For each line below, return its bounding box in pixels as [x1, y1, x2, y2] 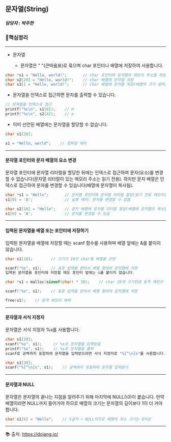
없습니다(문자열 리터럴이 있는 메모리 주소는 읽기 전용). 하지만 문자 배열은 [16, 175, 159, 182]
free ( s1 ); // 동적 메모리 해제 [5, 298, 71, 303]
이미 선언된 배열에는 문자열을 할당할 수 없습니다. [12, 121, 108, 127]
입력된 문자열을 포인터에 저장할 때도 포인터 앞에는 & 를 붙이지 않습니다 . [5, 270, 135, 275]
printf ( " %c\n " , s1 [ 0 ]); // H [5, 107, 74, 112]
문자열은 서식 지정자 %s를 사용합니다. [5, 327, 80, 333]
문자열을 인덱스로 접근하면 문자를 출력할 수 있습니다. [12, 92, 116, 98]
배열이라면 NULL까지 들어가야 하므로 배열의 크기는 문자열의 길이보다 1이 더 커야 [5, 400, 163, 406]
